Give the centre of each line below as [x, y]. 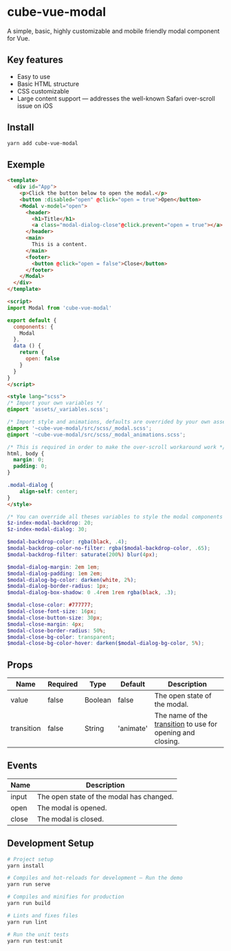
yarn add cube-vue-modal [43, 143]
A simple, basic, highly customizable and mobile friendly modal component [113, 31]
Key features [35, 60]
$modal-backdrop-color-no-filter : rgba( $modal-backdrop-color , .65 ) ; [109, 548]
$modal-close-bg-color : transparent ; [61, 637]
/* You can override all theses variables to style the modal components [115, 516]
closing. [167, 741]
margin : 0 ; [29, 460]
